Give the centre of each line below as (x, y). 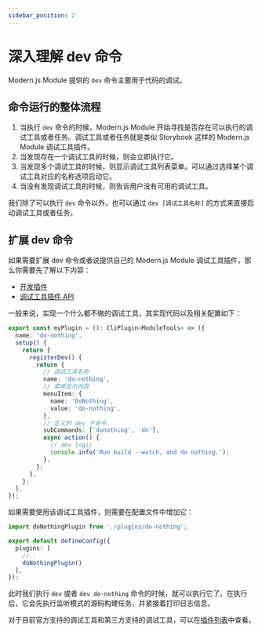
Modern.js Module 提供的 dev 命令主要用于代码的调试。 (97, 80)
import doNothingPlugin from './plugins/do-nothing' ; (98, 527)
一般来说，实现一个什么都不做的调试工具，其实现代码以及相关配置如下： (125, 313)
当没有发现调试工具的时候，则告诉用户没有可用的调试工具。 (116, 186)
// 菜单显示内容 (66, 387)
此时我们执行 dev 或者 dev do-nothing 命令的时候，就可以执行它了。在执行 (128, 594)
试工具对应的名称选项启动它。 (67, 177)
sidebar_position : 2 (42, 15)
